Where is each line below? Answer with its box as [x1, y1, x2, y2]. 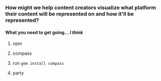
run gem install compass [12, 60, 64, 66]
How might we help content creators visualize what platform [5, 4, 156, 11]
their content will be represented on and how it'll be [5, 10, 134, 17]
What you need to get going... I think [5, 29, 83, 35]
